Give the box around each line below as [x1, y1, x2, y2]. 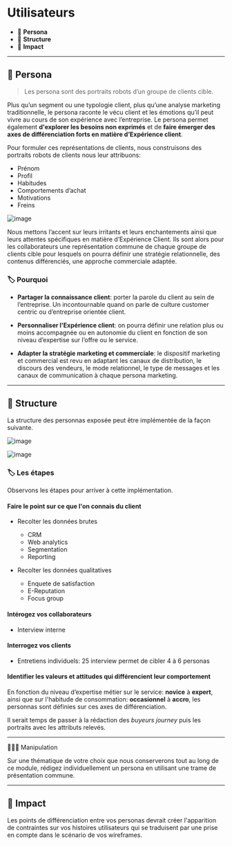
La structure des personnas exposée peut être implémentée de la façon [7, 416, 211, 424]
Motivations [17, 194, 51, 202]
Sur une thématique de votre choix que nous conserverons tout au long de [7, 756, 219, 764]
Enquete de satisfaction [27, 579, 95, 588]
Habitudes [17, 178, 47, 187]
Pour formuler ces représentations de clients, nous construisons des [7, 143, 202, 151]
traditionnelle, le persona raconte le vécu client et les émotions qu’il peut [7, 108, 214, 116]
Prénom [17, 164, 40, 172]
